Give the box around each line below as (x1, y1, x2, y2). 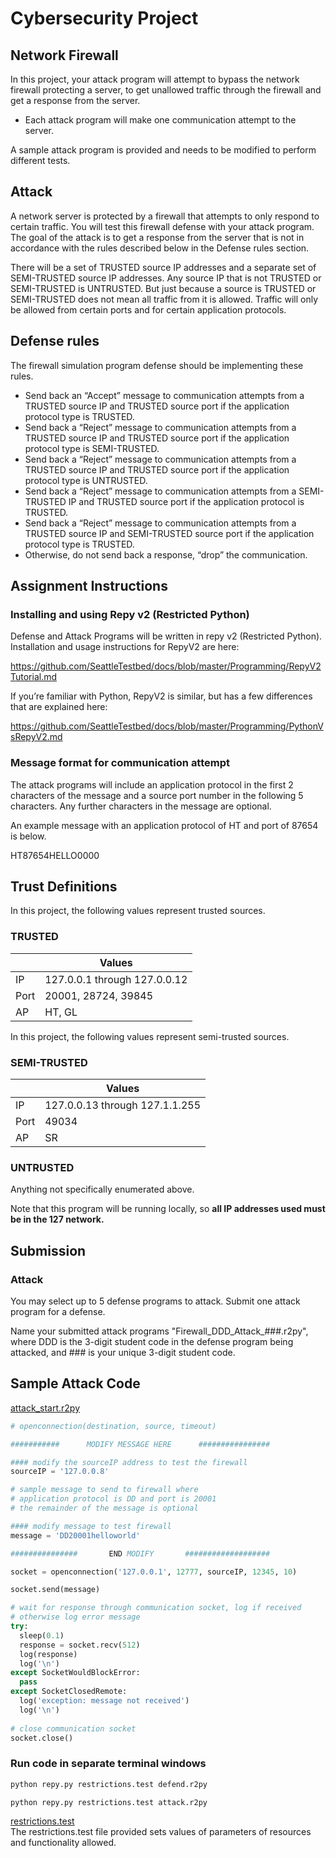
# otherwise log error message (10, 1612, 141, 1622)
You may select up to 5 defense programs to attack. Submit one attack (10, 1295, 301, 1307)
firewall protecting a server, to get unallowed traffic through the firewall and (10, 84, 322, 96)
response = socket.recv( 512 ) (19, 1640, 141, 1650)
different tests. (10, 155, 71, 166)
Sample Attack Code (10, 1375, 141, 1392)
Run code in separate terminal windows (10, 1757, 207, 1771)
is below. (10, 830, 47, 842)
